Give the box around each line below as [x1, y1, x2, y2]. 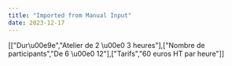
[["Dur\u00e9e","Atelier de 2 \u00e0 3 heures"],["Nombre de [8, 40, 205, 49]
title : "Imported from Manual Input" [8, 11, 132, 20]
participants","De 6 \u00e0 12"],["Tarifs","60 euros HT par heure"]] [8, 49, 225, 58]
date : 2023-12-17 [8, 19, 65, 27]
